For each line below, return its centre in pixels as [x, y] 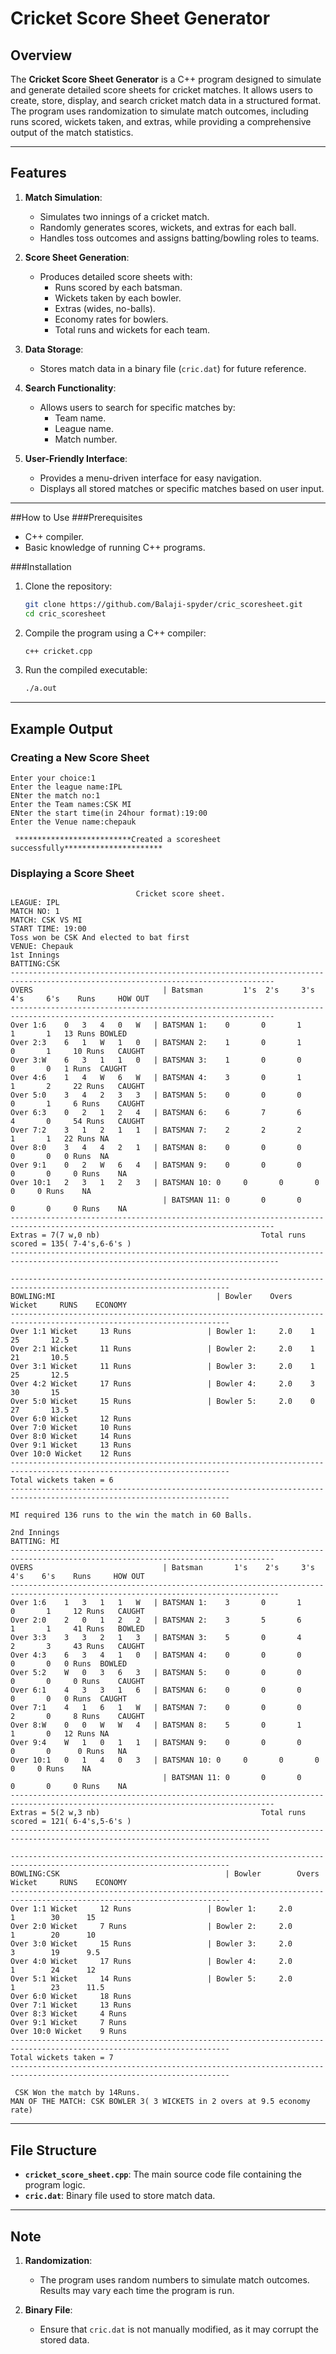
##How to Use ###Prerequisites [76, 517]
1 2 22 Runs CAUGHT [77, 1087]
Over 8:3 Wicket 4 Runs [69, 2014]
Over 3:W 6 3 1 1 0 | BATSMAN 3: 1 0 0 [156, 1060]
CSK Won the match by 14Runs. [77, 2093]
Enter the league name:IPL [66, 787]
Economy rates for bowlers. [111, 319]
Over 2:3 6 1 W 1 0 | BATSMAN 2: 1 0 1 [156, 1043]
